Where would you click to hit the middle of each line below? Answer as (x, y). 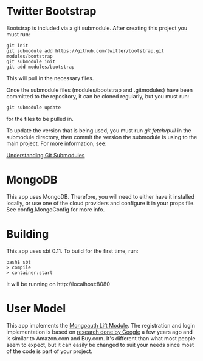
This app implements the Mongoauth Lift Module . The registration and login (101, 325)
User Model (36, 309)
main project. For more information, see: (57, 143)
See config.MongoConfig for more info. (56, 209)
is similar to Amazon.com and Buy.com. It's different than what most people (101, 338)
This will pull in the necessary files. (50, 78)
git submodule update (34, 108)
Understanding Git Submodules (46, 155)
